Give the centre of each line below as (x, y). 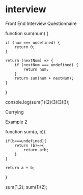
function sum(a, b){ (25, 131)
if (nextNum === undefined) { (47, 65)
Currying (15, 112)
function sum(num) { (27, 33)
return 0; (25, 47)
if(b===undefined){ (26, 141)
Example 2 (16, 122)
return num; (36, 69)
